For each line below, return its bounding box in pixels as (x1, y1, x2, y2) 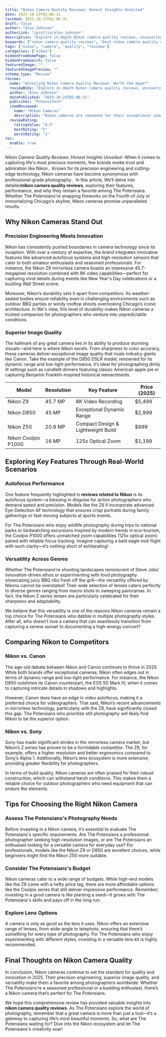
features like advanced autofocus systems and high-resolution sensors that (5, 254, 159, 260)
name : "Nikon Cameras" (14, 108, 61, 114)
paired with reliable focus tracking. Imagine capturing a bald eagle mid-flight (5, 538, 161, 543)
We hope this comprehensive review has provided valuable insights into (5, 1000, 151, 1006)
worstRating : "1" (14, 132, 50, 137)
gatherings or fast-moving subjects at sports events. (5, 512, 112, 518)
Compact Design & (76, 420, 120, 427)
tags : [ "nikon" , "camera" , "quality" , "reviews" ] (5, 44, 110, 49)
